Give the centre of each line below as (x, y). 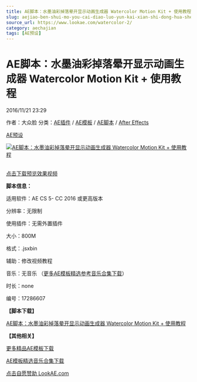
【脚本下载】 (21, 311)
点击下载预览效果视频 (32, 173)
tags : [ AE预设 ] (24, 33)
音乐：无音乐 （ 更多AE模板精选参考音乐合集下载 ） (67, 273)
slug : (13, 17)
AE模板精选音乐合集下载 (35, 361)
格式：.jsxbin (22, 249)
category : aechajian (31, 28)
